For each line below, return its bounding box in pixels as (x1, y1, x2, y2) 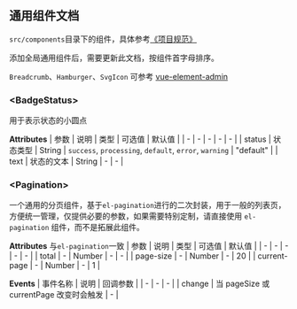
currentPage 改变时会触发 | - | (9, 290, 119, 300)
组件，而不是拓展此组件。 (51, 222, 145, 233)
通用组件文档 (9, 8, 80, 24)
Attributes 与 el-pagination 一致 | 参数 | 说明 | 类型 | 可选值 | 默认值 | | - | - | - (9, 241, 289, 251)
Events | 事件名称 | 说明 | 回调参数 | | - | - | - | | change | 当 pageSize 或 (9, 278, 270, 290)
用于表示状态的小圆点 (9, 115, 87, 126)
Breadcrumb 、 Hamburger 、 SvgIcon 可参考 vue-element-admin (9, 71, 229, 81)
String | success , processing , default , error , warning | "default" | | (39, 145, 278, 156)
